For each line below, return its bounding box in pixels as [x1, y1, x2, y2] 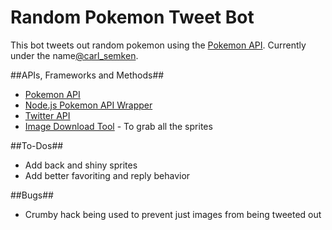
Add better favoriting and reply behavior [24, 169, 191, 181]
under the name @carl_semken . [10, 49, 139, 61]
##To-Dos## [10, 139, 64, 151]
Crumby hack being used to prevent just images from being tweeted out [24, 208, 322, 220]
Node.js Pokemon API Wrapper [24, 99, 153, 111]
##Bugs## [10, 189, 54, 201]
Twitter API [24, 109, 71, 121]
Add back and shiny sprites [24, 159, 138, 171]
